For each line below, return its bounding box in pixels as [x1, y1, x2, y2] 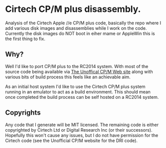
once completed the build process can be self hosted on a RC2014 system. [5, 94, 159, 100]
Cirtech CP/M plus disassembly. [5, 3, 141, 15]
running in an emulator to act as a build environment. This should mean [5, 88, 151, 95]
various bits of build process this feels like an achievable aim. [5, 74, 131, 80]
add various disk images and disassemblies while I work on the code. [5, 25, 147, 31]
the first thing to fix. [5, 36, 46, 42]
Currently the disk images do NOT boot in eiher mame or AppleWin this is [5, 30, 155, 36]
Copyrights [5, 108, 41, 117]
